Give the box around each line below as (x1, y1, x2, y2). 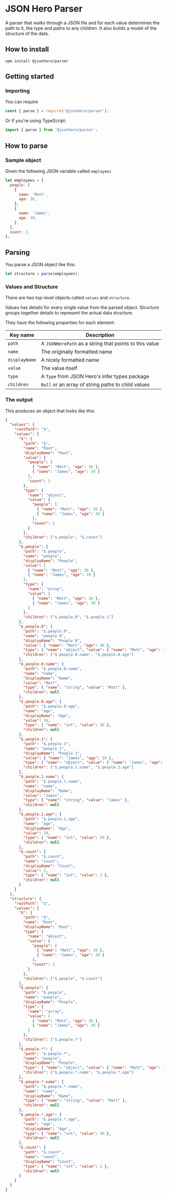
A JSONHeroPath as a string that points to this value (41, 340, 159, 347)
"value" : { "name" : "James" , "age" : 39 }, (23, 755, 114, 760)
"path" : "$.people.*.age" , (23, 1117, 80, 1122)
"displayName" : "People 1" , (23, 751, 82, 756)
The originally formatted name (41, 348, 113, 355)
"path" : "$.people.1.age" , (23, 816, 80, 821)
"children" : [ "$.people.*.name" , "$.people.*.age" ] (23, 1070, 134, 1075)
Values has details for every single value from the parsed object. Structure (5, 304, 159, 310)
